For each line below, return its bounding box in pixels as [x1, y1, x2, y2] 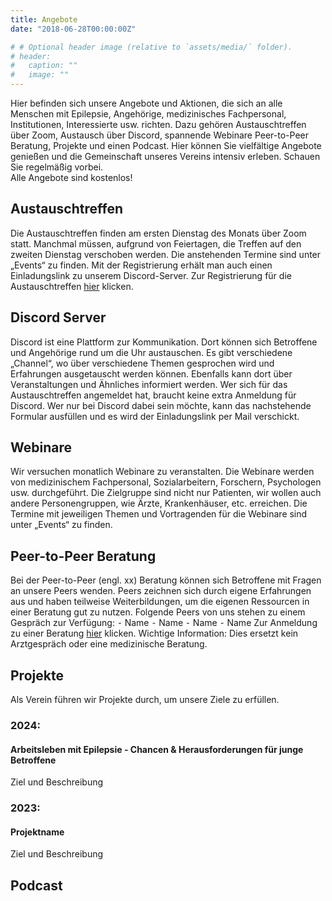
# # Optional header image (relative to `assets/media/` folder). [10, 42, 293, 52]
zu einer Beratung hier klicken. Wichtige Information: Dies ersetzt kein [10, 627, 299, 640]
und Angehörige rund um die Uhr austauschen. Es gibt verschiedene [10, 346, 293, 358]
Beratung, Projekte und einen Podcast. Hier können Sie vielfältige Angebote [10, 140, 322, 151]
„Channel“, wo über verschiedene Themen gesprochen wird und [10, 357, 275, 369]
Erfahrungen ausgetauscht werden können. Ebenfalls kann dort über [10, 367, 293, 380]
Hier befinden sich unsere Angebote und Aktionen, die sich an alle [10, 97, 283, 109]
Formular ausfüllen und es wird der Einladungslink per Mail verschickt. [10, 410, 300, 422]
